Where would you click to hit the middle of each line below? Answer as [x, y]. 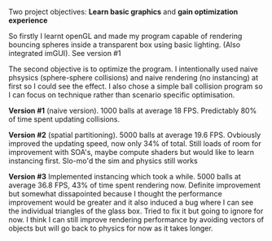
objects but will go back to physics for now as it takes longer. [111, 228]
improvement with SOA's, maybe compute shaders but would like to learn [132, 152]
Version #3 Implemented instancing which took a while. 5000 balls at [125, 176]
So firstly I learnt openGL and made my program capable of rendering [125, 36]
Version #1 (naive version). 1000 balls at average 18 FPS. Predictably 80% [133, 110]
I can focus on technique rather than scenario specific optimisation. [122, 95]
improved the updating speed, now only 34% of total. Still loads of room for [135, 144]
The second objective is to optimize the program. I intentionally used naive [133, 69]
